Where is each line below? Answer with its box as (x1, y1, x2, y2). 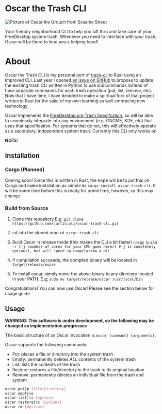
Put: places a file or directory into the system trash (12, 351, 113, 357)
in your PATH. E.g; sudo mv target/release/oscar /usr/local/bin (12, 276, 143, 282)
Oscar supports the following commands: (5, 341, 88, 347)
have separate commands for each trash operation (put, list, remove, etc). (5, 87, 153, 93)
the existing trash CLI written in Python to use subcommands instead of (5, 82, 148, 88)
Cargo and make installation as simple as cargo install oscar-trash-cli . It (5, 182, 156, 188)
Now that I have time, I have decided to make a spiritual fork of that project (5, 93, 154, 98)
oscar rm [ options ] (5, 405, 45, 410)
